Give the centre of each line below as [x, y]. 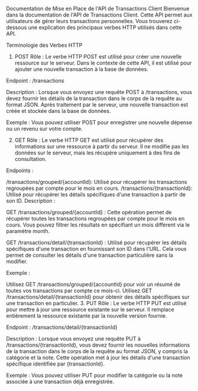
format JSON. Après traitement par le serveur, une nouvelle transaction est [97, 105]
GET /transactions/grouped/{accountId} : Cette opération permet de [89, 212]
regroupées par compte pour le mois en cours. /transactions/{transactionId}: [99, 188]
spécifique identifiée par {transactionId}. [56, 364]
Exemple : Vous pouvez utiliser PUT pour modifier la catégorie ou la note [95, 375]
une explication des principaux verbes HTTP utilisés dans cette [105, 27]
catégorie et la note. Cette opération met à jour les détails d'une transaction [98, 358]
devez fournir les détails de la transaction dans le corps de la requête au [94, 98]
